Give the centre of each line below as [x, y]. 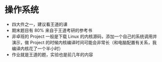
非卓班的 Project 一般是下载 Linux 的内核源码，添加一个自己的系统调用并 [84, 36]
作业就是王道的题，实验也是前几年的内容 [52, 54]
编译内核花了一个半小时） [37, 48]
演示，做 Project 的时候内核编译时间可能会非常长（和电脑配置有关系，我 [84, 42]
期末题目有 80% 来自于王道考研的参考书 [52, 30]
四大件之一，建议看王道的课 [40, 24]
